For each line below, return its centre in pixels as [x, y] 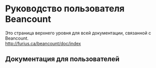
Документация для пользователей [62, 59]
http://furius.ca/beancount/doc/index [43, 43]
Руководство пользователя [65, 9]
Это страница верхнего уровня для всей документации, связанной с [78, 33]
